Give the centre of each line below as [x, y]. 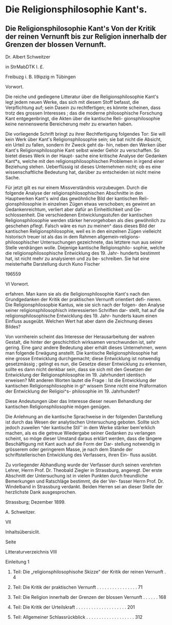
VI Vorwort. [17, 284]
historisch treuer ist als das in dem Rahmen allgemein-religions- [73, 237]
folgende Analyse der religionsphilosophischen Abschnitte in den [74, 193]
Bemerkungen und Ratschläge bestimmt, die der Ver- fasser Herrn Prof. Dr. [85, 481]
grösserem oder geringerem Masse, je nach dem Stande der [69, 449]
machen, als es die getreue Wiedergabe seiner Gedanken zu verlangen [80, 433]
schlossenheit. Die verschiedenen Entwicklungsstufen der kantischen [79, 215]
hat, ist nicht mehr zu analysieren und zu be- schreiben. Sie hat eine [78, 259]
